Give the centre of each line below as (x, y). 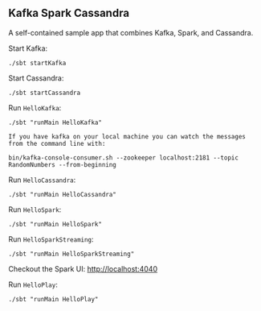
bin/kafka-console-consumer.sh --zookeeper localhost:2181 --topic (124, 158)
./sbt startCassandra (45, 93)
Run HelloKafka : (35, 107)
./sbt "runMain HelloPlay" (53, 299)
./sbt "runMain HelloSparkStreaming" (71, 254)
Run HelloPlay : (33, 284)
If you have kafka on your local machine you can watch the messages (127, 136)
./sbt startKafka (37, 63)
